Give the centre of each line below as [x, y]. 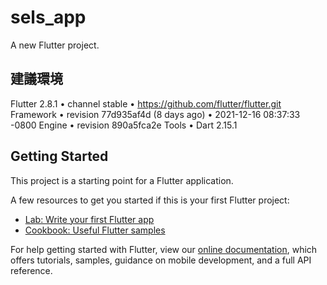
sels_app [48, 17]
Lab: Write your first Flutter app [89, 219]
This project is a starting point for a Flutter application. [122, 180]
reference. [31, 270]
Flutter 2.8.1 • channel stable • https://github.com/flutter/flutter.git [146, 103]
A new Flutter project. [55, 45]
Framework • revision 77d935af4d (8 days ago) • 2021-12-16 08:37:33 [155, 114]
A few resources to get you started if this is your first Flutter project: [150, 200]
